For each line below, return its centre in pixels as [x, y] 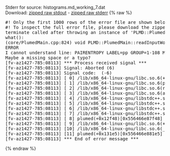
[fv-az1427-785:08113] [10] [40, 129]
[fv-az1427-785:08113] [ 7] [40, 113]
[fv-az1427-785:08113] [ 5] [40, 103]
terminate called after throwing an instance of [67, 32]
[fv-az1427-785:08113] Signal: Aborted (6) [60, 68]
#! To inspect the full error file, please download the [77, 27]
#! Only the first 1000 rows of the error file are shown [79, 22]
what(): [15, 37]
